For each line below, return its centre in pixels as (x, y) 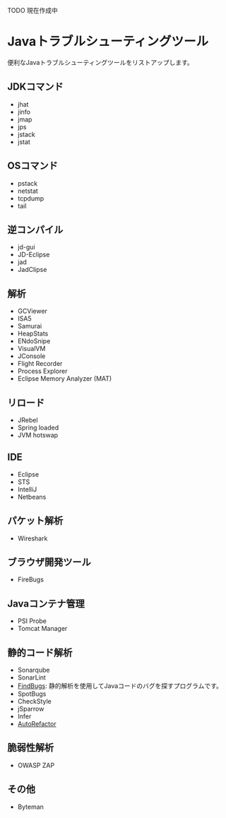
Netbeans (32, 497)
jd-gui (26, 247)
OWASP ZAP (36, 765)
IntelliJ (27, 489)
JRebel (28, 420)
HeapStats (33, 333)
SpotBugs (32, 694)
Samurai (30, 326)
